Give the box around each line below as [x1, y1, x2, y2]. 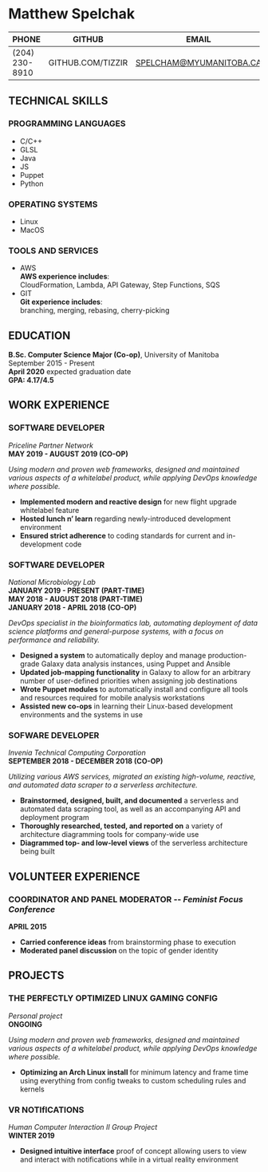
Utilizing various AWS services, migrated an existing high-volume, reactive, [8, 771, 257, 782]
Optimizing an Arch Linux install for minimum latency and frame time [19, 1067, 249, 1077]
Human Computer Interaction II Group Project [8, 1122, 158, 1131]
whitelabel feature [19, 505, 80, 515]
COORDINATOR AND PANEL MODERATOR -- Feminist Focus [8, 894, 243, 905]
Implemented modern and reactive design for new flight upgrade [19, 496, 237, 507]
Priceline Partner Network [8, 440, 94, 450]
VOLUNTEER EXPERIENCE [8, 870, 140, 883]
